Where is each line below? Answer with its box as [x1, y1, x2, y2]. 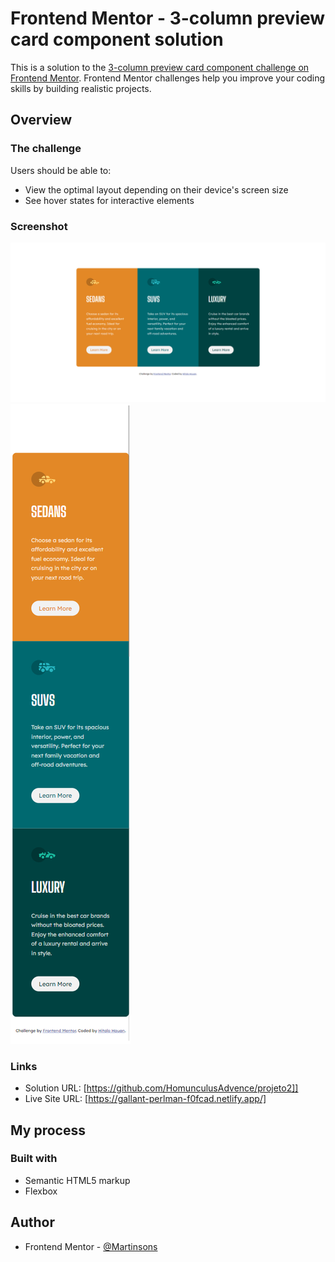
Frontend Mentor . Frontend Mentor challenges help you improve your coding [10, 72, 326, 84]
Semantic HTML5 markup [24, 1174, 131, 1186]
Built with [10, 1152, 58, 1166]
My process [10, 1122, 86, 1139]
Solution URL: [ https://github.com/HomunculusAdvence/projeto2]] [24, 1082, 299, 1094]
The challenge [10, 142, 82, 156]
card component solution [10, 28, 224, 51]
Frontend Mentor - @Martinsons [24, 1240, 158, 1252]
